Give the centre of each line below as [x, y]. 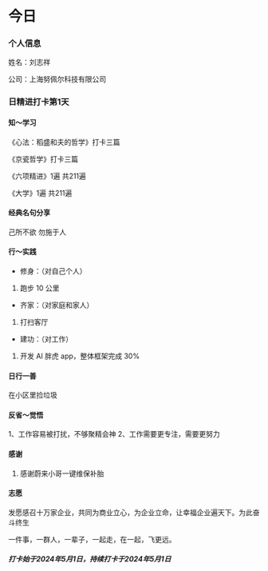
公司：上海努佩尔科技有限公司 [57, 79]
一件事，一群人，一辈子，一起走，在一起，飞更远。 [92, 539]
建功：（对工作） [46, 339]
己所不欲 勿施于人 [37, 232]
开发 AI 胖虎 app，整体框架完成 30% [80, 356]
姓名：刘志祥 [29, 62]
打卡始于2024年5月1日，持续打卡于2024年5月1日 [90, 559]
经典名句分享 [29, 213]
